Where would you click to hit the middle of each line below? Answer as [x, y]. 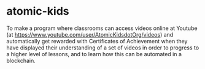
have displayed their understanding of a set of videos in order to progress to [103, 48]
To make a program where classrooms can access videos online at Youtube [102, 28]
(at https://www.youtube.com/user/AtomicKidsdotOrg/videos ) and [90, 34]
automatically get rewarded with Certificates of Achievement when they [97, 41]
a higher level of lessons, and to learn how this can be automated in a [94, 54]
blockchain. [21, 60]
